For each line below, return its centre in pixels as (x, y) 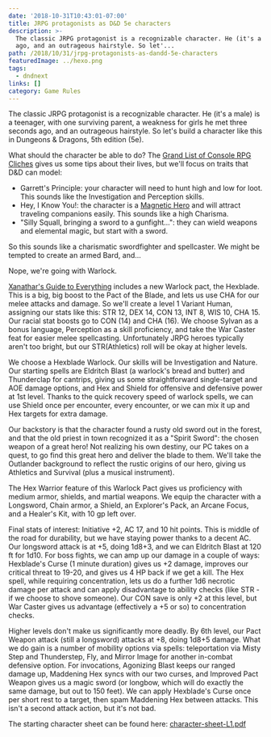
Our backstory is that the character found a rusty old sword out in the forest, (135, 430)
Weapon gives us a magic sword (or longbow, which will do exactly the (126, 683)
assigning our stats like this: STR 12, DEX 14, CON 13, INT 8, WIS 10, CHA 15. (134, 313)
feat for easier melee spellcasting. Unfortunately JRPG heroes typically (126, 338)
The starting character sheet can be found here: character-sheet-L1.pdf (127, 724)
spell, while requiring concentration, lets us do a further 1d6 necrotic (122, 581)
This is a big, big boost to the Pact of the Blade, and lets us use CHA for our (134, 295)
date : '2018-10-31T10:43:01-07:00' (68, 16)
